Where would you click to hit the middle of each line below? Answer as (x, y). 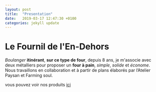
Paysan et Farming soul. (29, 76)
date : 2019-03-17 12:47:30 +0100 (41, 18)
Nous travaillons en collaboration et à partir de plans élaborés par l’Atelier (78, 70)
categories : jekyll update (32, 23)
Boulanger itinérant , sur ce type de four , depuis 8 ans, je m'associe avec (78, 60)
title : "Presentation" (29, 14)
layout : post (18, 9)
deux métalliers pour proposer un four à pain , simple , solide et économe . (78, 65)
